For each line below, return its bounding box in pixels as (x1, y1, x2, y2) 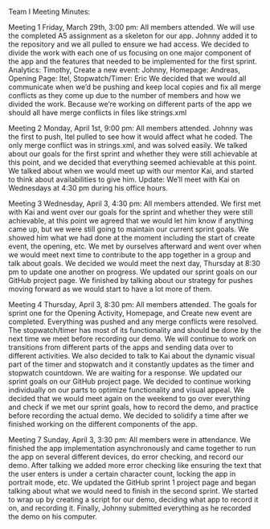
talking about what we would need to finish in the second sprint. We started (8, 486, 259, 495)
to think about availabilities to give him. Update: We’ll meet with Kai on (8, 174, 240, 184)
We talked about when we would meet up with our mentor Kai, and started (8, 166, 254, 175)
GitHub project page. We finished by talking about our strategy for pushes (8, 276, 253, 285)
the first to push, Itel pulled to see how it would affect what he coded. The (8, 132, 253, 141)
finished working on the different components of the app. (8, 420, 198, 429)
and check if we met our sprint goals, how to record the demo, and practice (8, 402, 259, 412)
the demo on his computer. (8, 512, 98, 521)
